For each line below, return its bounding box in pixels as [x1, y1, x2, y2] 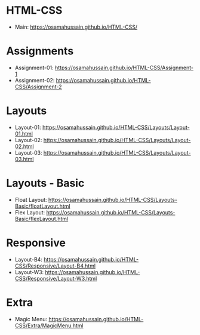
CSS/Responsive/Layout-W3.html [14, 275, 97, 282]
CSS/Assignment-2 [14, 83, 62, 90]
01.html [14, 130, 33, 137]
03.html [14, 155, 34, 162]
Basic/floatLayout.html [14, 202, 70, 210]
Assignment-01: [14, 64, 54, 71]
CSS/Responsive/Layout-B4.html [14, 262, 96, 269]
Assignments [6, 44, 74, 58]
